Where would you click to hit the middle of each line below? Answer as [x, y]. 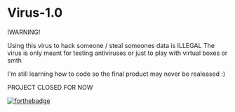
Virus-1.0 [35, 13]
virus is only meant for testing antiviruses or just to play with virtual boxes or [117, 53]
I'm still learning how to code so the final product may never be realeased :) [116, 74]
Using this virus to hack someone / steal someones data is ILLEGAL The [111, 45]
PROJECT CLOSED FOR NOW [50, 87]
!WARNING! [24, 32]
